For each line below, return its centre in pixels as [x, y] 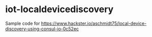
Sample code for [23, 23]
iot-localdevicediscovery [59, 9]
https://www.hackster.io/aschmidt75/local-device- [94, 23]
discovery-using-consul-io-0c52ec [42, 28]
